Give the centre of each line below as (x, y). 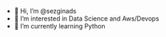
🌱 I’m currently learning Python (59, 26)
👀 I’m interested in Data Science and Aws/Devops (87, 18)
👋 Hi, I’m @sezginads (45, 11)
